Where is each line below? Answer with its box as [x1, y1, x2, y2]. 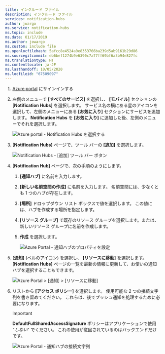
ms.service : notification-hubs [5, 26, 69, 31]
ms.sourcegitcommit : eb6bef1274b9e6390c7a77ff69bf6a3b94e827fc [5, 53, 138, 58]
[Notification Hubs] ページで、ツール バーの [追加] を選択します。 [12, 142, 146, 148]
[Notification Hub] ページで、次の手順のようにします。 [12, 162, 124, 168]
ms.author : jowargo [5, 39, 45, 44]
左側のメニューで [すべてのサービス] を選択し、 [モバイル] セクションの [12, 96, 157, 102]
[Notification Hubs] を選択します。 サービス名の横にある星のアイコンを [12, 102, 158, 108]
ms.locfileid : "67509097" [5, 72, 58, 77]
